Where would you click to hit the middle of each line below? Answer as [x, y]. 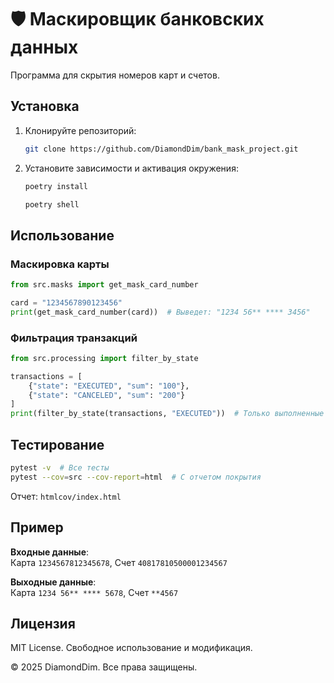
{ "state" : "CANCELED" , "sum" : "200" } [107, 395]
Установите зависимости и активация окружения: [131, 168]
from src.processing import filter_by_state [104, 358]
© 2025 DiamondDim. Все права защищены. [104, 667]
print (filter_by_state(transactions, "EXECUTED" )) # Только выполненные [167, 414]
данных [44, 47]
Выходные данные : [53, 582]
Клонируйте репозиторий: [80, 130]
